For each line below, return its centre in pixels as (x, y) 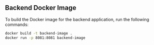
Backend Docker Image (41, 8)
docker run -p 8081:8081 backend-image (45, 38)
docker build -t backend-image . (39, 33)
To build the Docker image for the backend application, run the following (77, 19)
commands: (17, 24)
